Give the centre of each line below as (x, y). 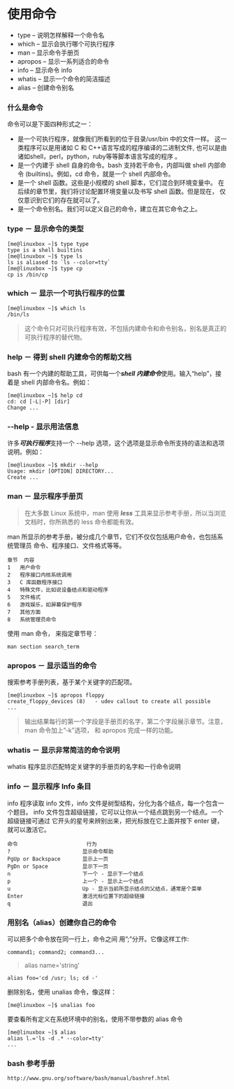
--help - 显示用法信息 (43, 426)
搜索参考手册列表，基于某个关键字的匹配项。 (72, 682)
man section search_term (43, 646)
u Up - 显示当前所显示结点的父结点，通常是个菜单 (105, 889)
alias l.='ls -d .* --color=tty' (56, 1038)
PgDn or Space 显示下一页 (58, 866)
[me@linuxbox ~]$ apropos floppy (56, 695)
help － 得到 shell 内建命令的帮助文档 (70, 356)
